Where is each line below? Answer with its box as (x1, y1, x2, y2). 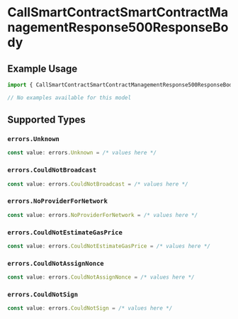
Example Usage (7, 62, 78, 74)
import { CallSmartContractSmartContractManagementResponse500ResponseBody (7, 82, 236, 89)
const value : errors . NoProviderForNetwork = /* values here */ (7, 211, 198, 218)
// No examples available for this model (7, 94, 132, 101)
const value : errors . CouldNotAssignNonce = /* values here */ (7, 274, 195, 281)
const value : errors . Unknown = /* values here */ (7, 150, 157, 157)
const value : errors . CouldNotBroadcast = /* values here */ (7, 180, 189, 188)
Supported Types (7, 114, 86, 126)
